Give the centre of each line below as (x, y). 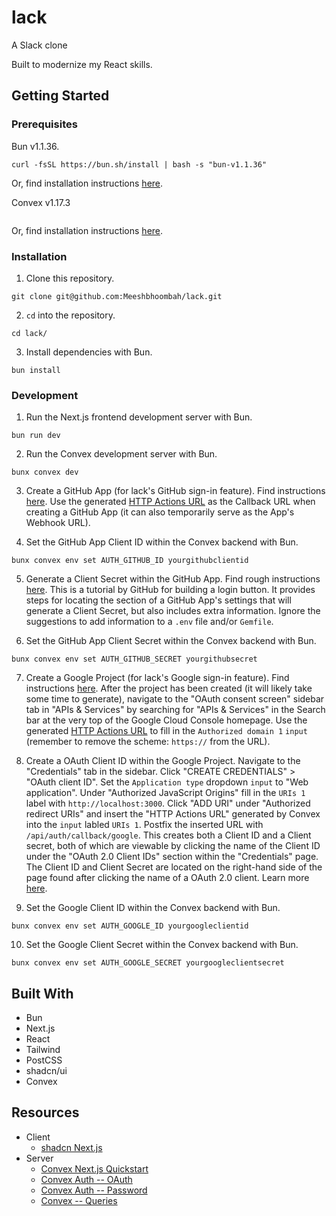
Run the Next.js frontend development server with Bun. (139, 417)
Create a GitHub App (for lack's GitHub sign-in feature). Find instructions (175, 491)
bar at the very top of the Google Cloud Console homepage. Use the (166, 720)
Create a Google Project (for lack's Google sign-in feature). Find (157, 678)
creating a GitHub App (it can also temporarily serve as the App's (160, 512)
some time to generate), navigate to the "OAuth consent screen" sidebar (175, 699)
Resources (45, 1112)
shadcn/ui (46, 1071)
